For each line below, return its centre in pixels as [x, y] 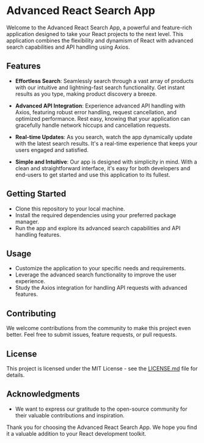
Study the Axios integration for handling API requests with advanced [101, 288]
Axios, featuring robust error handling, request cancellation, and [96, 112]
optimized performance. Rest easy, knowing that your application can [103, 118]
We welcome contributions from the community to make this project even [99, 328]
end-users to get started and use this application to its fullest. [93, 175]
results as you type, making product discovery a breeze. [86, 94]
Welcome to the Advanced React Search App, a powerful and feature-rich [99, 27]
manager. [27, 221]
